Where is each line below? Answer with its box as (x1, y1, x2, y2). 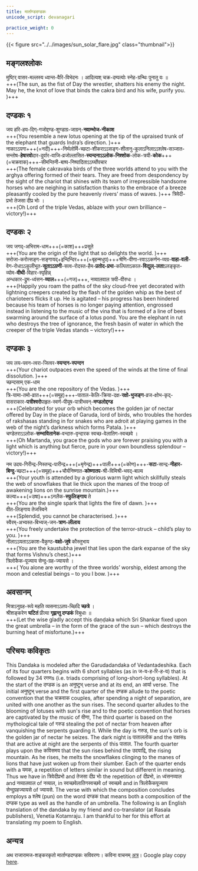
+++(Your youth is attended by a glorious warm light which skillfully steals (6, 474, 186, 481)
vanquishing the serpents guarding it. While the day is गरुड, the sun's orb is (6, 727, 188, 734)
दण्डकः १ (6, 110, 31, 120)
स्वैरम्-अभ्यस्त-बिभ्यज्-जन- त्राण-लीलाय (6, 518, 81, 525)
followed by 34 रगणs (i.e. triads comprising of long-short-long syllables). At (6, 675, 188, 682)
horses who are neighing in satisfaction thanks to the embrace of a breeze (6, 184, 187, 191)
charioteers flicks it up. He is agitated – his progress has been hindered (6, 295, 179, 302)
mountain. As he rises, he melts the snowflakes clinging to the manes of (6, 754, 181, 761)
